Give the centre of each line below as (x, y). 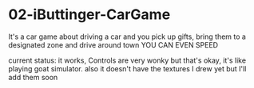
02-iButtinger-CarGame (89, 15)
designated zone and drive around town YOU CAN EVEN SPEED (113, 44)
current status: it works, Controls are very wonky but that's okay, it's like (127, 60)
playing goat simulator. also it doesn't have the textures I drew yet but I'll (127, 68)
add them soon (33, 77)
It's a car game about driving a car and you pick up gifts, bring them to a (127, 36)
